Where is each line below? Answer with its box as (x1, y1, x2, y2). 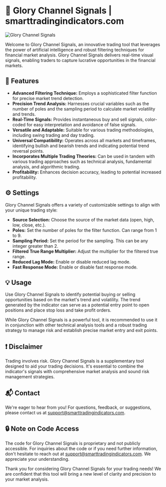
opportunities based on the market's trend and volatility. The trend (5, 297, 141, 303)
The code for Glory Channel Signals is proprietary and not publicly (5, 440, 141, 446)
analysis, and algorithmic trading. (12, 163, 80, 169)
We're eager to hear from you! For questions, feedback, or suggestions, (5, 404, 152, 410)
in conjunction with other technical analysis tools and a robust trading (5, 322, 147, 328)
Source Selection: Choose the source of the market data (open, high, (12, 216, 155, 222)
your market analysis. (5, 476, 49, 482)
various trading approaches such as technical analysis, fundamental (12, 159, 152, 164)
